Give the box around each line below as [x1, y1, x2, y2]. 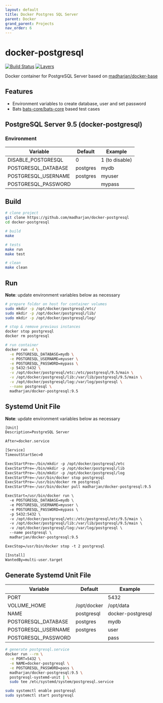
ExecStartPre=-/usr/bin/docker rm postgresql [5, 480, 100, 485]
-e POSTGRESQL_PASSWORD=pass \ [9, 665, 74, 670]
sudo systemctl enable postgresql [5, 688, 77, 694]
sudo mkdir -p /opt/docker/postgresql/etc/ [5, 306, 96, 311]
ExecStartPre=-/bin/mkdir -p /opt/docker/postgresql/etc [5, 461, 125, 466]
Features [5, 87, 33, 96]
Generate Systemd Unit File [5, 571, 91, 579]
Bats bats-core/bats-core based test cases [12, 106, 100, 112]
